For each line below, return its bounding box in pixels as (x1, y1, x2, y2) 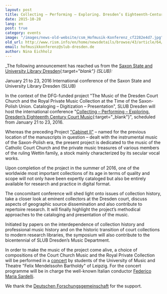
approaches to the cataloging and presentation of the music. (5, 211, 129, 217)
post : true (5, 26, 28, 31)
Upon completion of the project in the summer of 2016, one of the (5, 165, 140, 171)
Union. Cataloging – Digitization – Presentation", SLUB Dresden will (18, 103, 156, 109)
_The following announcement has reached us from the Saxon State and (5, 63, 153, 69)
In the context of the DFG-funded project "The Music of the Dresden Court (5, 93, 158, 99)
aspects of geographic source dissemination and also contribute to (5, 201, 143, 207)
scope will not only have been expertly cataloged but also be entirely (5, 175, 146, 181)
